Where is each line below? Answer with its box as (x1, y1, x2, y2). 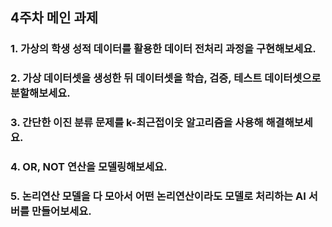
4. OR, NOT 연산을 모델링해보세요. (10, 160, 168, 174)
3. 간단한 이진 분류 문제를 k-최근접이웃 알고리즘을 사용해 (10, 116, 264, 130)
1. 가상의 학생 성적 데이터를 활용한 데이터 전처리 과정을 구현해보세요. (10, 42, 317, 56)
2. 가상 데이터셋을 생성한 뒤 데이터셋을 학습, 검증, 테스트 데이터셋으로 (10, 71, 322, 85)
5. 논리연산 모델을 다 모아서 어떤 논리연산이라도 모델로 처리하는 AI (10, 189, 307, 203)
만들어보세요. (31, 204, 92, 218)
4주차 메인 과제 (10, 9, 99, 27)
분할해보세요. (10, 86, 71, 100)
